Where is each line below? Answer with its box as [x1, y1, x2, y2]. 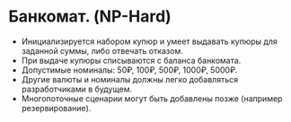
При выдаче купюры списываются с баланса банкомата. [21, 55, 242, 65]
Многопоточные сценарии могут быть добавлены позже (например [21, 92, 283, 104]
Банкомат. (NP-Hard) [8, 6, 172, 27]
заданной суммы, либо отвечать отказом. [21, 45, 183, 56]
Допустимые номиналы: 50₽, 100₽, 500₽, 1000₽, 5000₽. [21, 65, 238, 75]
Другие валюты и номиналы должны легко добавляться [21, 74, 239, 84]
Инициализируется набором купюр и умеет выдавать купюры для [21, 36, 278, 47]
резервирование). [21, 102, 92, 113]
